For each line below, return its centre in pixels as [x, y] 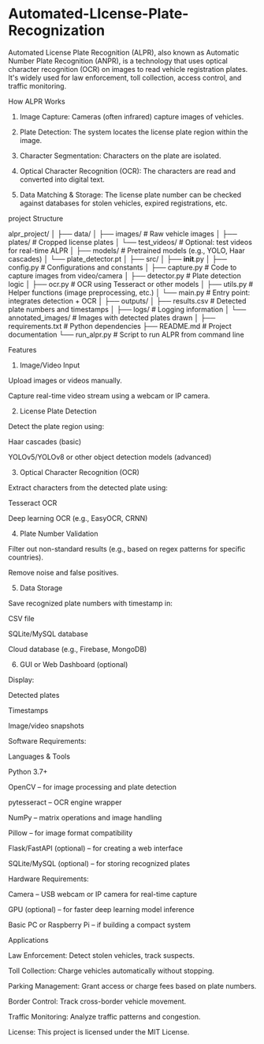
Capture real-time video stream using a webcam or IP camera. [109, 395]
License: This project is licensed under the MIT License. [99, 1031]
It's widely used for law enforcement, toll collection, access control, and [125, 77]
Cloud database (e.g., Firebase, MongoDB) [78, 649]
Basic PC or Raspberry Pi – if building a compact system [99, 925]
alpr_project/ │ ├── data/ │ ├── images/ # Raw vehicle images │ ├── [123, 233]
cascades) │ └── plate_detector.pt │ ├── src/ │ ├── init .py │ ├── [117, 258]
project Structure [36, 218]
